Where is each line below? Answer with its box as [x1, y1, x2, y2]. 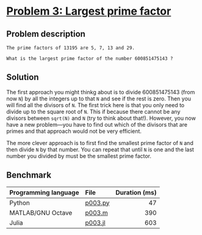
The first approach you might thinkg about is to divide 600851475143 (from [6, 88, 195, 95]
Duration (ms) [115, 188, 157, 196]
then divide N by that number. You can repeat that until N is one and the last [6, 146, 194, 153]
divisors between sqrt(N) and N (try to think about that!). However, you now [6, 114, 197, 122]
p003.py [85, 198, 110, 207]
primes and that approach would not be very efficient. [6, 127, 142, 135]
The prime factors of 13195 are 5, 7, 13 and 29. [6, 45, 135, 51]
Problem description [6, 29, 85, 39]
